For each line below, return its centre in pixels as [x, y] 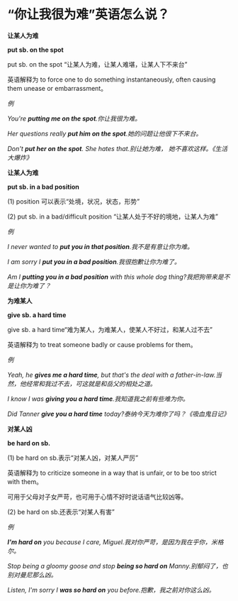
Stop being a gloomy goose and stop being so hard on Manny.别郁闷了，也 [118, 566]
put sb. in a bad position [43, 187]
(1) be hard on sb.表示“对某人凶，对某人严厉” [73, 458]
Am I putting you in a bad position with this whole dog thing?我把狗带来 [113, 277]
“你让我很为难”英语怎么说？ [89, 15]
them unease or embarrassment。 [57, 88]
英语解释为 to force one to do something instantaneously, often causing [112, 79]
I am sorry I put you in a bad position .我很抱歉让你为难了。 [94, 261]
